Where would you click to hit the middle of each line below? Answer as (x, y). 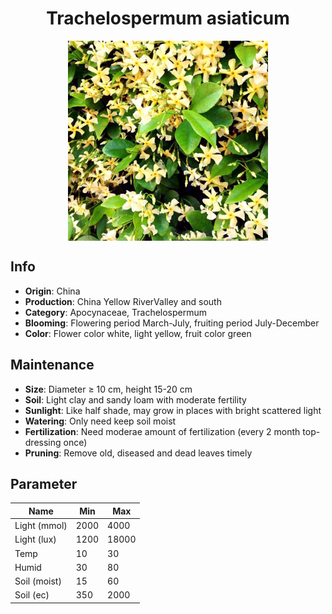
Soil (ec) (32, 595)
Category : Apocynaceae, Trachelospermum (116, 312)
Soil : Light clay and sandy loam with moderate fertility (135, 399)
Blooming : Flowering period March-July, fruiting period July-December (172, 323)
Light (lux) (35, 539)
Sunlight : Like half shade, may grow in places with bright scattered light (173, 410)
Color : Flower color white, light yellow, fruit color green (138, 333)
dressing (43, 442)
